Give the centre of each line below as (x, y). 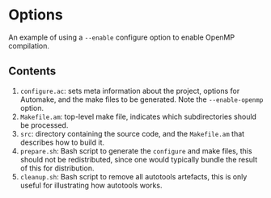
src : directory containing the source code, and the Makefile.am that (132, 133)
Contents (32, 72)
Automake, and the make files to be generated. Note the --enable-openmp (142, 99)
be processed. (44, 125)
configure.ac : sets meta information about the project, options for (130, 91)
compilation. (29, 45)
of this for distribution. (57, 168)
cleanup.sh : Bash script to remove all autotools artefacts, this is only (133, 176)
